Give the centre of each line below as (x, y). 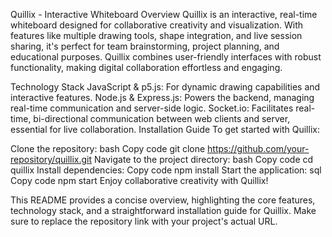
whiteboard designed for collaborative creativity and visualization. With (157, 25)
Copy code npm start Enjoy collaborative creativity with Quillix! (139, 180)
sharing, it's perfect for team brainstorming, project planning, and (145, 46)
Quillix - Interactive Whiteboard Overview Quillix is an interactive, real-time (164, 14)
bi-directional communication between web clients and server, (162, 118)
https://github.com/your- (258, 148)
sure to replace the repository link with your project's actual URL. (144, 221)
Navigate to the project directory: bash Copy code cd (203, 159)
